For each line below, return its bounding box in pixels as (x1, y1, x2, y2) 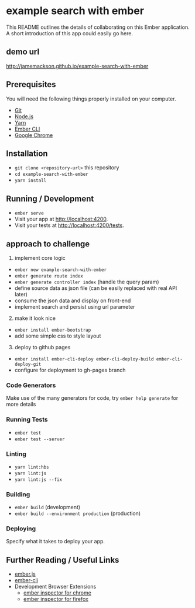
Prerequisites (6, 79, 56, 89)
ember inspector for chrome (23, 589, 92, 596)
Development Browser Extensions (14, 583, 97, 590)
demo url (6, 47, 40, 57)
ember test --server (14, 436, 65, 442)
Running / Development (6, 193, 94, 203)
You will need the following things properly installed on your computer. (6, 95, 176, 102)
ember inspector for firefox (23, 596, 89, 603)
